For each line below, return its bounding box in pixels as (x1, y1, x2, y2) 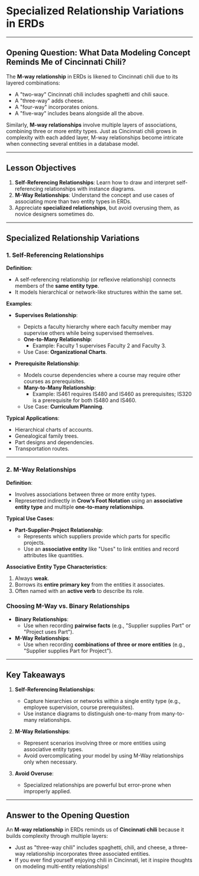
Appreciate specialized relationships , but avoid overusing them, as (14, 204, 179, 211)
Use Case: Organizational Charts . (23, 348, 108, 356)
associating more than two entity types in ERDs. (14, 197, 132, 205)
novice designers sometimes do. (14, 210, 95, 218)
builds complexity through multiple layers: (6, 833, 108, 840)
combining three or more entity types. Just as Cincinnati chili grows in (6, 127, 177, 134)
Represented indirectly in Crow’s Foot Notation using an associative (14, 497, 183, 504)
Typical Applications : (6, 415, 60, 422)
